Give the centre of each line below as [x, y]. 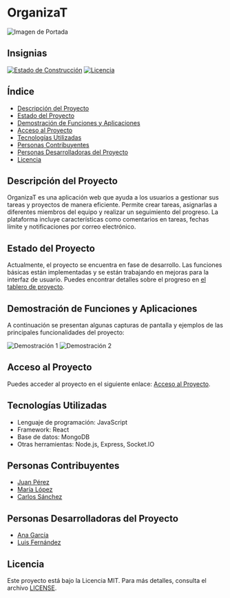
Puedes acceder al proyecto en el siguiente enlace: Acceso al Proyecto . [109, 384]
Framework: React [43, 429]
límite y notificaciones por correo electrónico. [72, 227]
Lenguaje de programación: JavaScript [72, 422]
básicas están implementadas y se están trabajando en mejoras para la [108, 273]
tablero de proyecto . [36, 287]
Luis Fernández [39, 542]
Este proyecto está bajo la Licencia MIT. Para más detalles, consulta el [107, 581]
